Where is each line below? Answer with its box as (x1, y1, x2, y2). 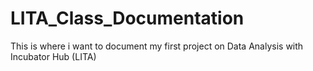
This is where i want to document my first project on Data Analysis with (10, 40, 304, 52)
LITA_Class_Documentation (10, 7, 245, 30)
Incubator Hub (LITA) (10, 50, 97, 62)
